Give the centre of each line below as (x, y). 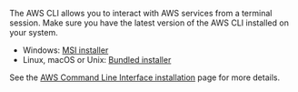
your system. (34, 32)
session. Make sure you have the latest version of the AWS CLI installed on (149, 23)
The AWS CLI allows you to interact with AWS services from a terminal (141, 13)
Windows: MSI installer (65, 50)
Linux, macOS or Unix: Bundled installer (97, 60)
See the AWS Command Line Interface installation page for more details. (144, 77)
